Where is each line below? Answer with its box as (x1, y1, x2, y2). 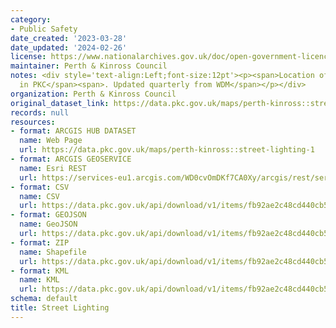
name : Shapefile (19, 247, 87, 257)
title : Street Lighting (10, 303, 110, 313)
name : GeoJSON (19, 219, 78, 230)
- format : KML (10, 266, 70, 276)
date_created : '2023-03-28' (10, 33, 128, 43)
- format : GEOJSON (10, 210, 87, 220)
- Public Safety (10, 24, 78, 34)
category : (10, 14, 52, 25)
